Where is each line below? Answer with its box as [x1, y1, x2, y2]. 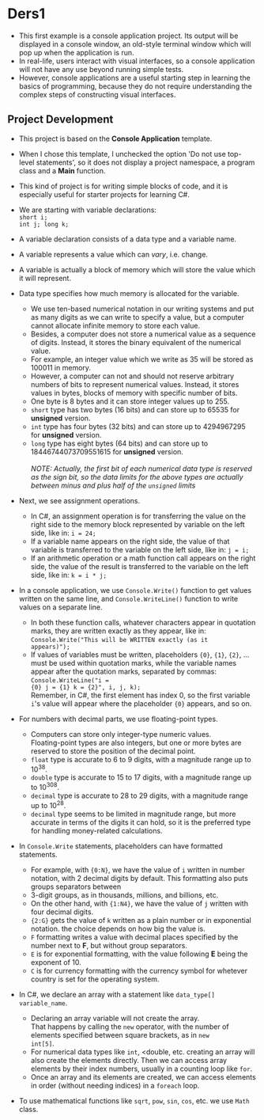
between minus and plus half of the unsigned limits [30, 480, 196, 490]
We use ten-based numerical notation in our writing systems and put [30, 304, 255, 313]
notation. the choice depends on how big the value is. [30, 924, 206, 933]
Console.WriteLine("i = [30, 676, 110, 685]
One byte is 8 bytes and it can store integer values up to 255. [30, 397, 230, 406]
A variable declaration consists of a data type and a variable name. [18, 234, 237, 244]
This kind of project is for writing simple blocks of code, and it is [18, 181, 228, 191]
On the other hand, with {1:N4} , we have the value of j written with [30, 898, 248, 908]
